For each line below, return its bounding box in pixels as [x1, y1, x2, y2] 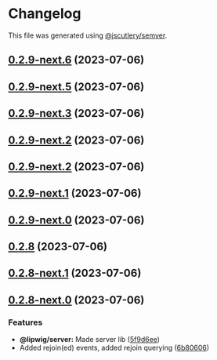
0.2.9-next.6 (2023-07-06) [8, 53, 145, 67]
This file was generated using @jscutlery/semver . [8, 31, 168, 40]
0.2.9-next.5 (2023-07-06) [8, 80, 145, 93]
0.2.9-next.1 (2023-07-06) [8, 187, 142, 200]
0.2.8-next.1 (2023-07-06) [8, 267, 142, 280]
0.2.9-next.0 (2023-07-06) [8, 213, 145, 227]
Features [8, 317, 43, 328]
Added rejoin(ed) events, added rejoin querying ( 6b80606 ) [19, 343, 210, 353]
